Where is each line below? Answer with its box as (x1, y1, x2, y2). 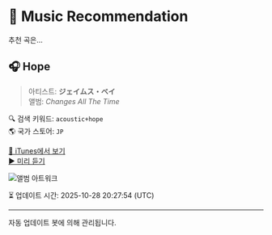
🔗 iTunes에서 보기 (8, 145, 66, 156)
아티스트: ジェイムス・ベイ (28, 86, 116, 96)
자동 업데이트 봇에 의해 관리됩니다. (8, 217, 117, 227)
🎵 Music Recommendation (8, 7, 189, 26)
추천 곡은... (8, 35, 43, 44)
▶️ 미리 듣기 (8, 156, 46, 166)
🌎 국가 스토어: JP (8, 126, 64, 136)
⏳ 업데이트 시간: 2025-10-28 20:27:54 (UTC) (8, 190, 155, 200)
